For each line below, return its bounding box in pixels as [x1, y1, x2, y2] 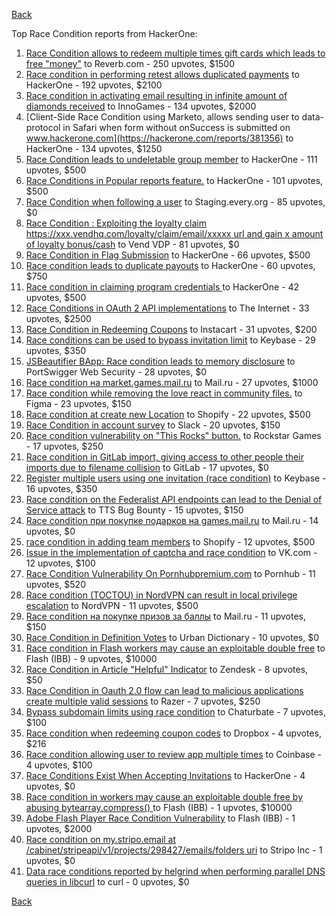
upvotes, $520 [25, 579, 86, 590]
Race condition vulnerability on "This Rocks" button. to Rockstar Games [25, 430, 322, 441]
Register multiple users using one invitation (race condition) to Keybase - [25, 472, 327, 484]
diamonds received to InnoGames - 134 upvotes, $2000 [25, 100, 257, 112]
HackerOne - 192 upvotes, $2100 [25, 79, 163, 91]
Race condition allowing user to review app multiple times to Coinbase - [25, 749, 323, 760]
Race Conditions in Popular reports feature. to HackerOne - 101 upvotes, [25, 175, 324, 186]
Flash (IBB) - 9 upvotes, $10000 [25, 653, 158, 664]
